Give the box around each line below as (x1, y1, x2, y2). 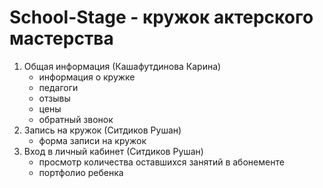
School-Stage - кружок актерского (9, 6, 314, 29)
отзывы (38, 92, 71, 104)
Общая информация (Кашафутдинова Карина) (23, 60, 222, 72)
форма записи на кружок (38, 134, 147, 146)
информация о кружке (38, 71, 136, 83)
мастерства (9, 27, 114, 50)
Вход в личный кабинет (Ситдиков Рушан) (23, 145, 204, 157)
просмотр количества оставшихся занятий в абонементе (38, 156, 285, 168)
